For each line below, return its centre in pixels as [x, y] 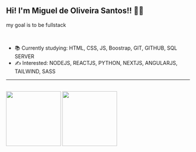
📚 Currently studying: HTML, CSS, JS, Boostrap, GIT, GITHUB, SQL [96, 48]
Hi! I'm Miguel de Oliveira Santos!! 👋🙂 [75, 11]
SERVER [24, 56]
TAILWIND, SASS [35, 71]
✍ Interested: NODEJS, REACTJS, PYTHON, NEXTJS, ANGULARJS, [96, 63]
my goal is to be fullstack [36, 25]
